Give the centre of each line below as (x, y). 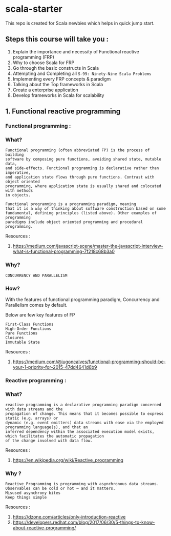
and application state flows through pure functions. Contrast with (80, 177)
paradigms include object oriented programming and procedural (74, 222)
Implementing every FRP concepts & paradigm (62, 79)
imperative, (18, 173)
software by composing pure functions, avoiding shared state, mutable (83, 160)
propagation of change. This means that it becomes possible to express (84, 414)
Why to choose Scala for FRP (44, 63)
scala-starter (34, 9)
